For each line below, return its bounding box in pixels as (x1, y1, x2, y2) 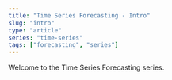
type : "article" (8, 26, 62, 34)
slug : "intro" (8, 19, 55, 27)
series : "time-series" (8, 33, 83, 42)
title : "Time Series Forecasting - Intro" (8, 11, 151, 20)
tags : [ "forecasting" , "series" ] (8, 41, 119, 49)
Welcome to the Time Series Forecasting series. (8, 63, 165, 72)
